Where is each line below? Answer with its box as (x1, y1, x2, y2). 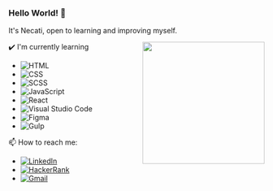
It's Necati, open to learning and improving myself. (8, 26, 177, 36)
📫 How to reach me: (8, 137, 78, 147)
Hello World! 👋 (8, 7, 67, 19)
